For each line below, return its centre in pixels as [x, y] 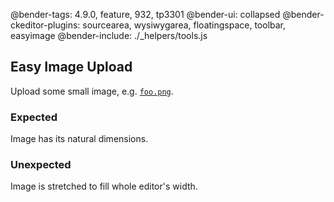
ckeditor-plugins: [45, 25]
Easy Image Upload [71, 67]
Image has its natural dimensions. [79, 139]
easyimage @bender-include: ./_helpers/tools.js [109, 35]
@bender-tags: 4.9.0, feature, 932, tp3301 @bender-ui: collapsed [145, 14]
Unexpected [41, 165]
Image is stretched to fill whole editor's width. [104, 186]
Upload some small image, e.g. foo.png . [92, 91]
